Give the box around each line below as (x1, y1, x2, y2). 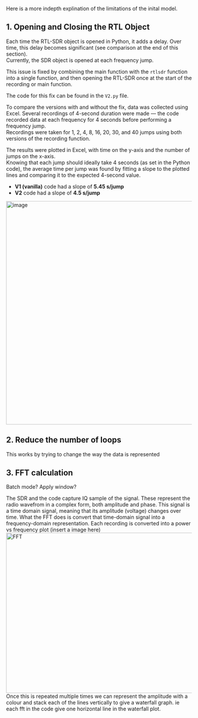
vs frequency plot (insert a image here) (6, 526, 101, 534)
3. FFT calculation (6, 468, 74, 478)
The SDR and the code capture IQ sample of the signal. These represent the (6, 495, 190, 502)
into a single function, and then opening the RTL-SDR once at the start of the (6, 74, 192, 82)
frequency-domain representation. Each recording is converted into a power (6, 520, 191, 527)
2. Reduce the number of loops (6, 435, 122, 445)
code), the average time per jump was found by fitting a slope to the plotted (6, 165, 190, 172)
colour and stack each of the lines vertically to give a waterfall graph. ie (6, 699, 180, 706)
